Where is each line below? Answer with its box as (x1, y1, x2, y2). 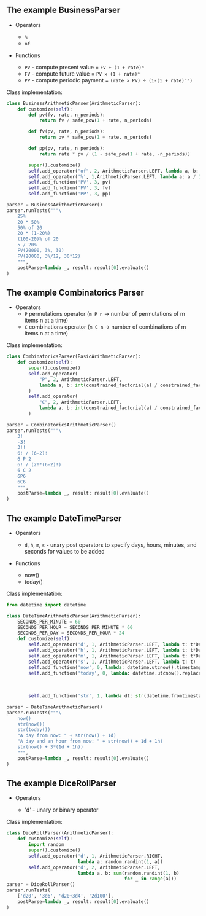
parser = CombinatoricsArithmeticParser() (6, 421, 116, 428)
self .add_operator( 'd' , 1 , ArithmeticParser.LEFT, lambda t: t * (28, 641, 196, 648)
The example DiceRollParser (6, 778, 116, 788)
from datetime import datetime (6, 601, 86, 608)
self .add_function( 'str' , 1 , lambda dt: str (28, 693, 144, 699)
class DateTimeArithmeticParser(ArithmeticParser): (6, 613, 141, 619)
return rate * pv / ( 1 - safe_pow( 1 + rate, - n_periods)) (39, 151, 191, 157)
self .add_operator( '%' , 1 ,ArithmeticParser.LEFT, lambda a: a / (28, 173, 196, 180)
